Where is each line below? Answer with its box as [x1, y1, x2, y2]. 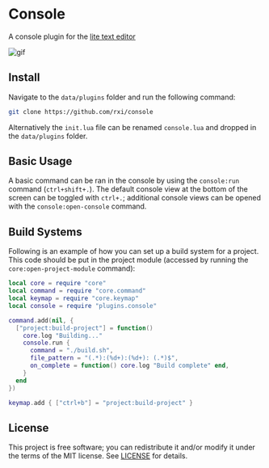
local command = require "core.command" [8, 287, 147, 295]
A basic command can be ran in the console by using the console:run [8, 175, 240, 186]
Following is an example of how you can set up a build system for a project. [8, 247, 259, 256]
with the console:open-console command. [8, 201, 147, 211]
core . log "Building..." [23, 331, 103, 339]
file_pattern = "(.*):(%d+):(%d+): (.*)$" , [29, 354, 179, 362]
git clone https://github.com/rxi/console [8, 108, 153, 116]
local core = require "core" [8, 280, 107, 288]
